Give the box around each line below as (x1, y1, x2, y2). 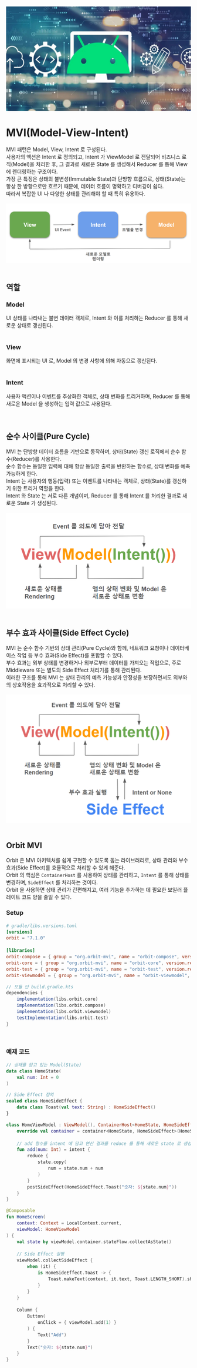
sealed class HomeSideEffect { (6, 1098, 83, 1104)
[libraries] (6, 948, 35, 954)
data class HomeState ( (6, 1068, 62, 1074)
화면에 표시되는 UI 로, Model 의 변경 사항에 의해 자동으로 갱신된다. (6, 357, 157, 364)
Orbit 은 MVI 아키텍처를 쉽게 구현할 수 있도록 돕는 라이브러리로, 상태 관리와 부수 (6, 857, 189, 864)
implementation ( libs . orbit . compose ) (16, 1002, 107, 1008)
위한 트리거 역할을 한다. (12, 485, 66, 492)
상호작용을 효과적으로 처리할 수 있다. (12, 681, 96, 689)
